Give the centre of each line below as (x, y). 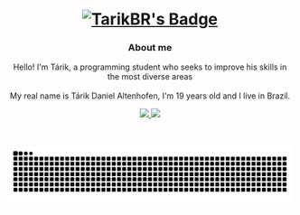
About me (150, 48)
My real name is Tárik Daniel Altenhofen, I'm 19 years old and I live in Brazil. (150, 96)
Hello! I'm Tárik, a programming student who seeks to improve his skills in (150, 67)
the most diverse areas (150, 77)
